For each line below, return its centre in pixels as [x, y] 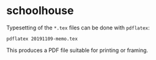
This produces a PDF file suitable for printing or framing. [77, 50]
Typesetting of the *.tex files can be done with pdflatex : [78, 28]
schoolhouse [40, 11]
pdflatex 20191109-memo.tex [42, 39]
